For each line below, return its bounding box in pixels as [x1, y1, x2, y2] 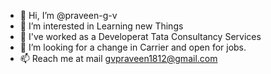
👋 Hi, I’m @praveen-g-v [19, 10, 118, 21]
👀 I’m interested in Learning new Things [19, 20, 184, 32]
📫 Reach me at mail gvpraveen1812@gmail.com [19, 53, 218, 64]
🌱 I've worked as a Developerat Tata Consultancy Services [19, 31, 262, 42]
